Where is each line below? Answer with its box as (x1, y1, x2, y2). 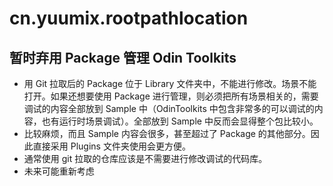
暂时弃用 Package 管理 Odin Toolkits (9, 49, 237, 66)
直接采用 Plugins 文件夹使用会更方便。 (32, 140, 191, 152)
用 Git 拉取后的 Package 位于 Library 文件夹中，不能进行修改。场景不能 (23, 78, 317, 89)
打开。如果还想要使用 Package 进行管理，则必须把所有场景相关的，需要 (23, 90, 319, 102)
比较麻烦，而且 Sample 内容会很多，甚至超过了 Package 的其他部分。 (23, 128, 311, 139)
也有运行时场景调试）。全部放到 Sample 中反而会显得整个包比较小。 (41, 115, 319, 127)
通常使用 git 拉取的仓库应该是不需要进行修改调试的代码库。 (23, 153, 268, 164)
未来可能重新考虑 (23, 165, 95, 177)
